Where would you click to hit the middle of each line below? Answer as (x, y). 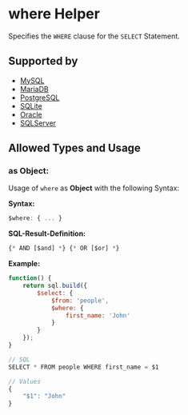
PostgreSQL (40, 98)
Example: (24, 264)
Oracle (31, 114)
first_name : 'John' (98, 315)
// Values (25, 381)
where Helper (54, 14)
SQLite (31, 106)
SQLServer (38, 123)
